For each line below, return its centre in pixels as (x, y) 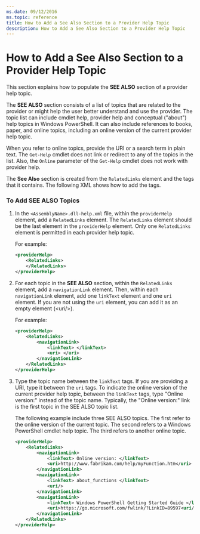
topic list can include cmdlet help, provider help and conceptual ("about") (96, 118)
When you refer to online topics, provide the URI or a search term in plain (96, 148)
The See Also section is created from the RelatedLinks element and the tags (100, 179)
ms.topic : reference (32, 17)
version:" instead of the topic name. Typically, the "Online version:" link (102, 400)
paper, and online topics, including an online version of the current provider (99, 130)
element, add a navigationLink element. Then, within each (87, 289)
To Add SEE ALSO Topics (43, 200)
